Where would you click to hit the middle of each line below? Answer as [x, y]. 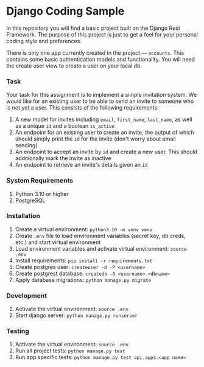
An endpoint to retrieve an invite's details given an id [81, 165]
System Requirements [40, 181]
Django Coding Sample [65, 11]
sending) [26, 145]
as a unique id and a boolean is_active [65, 126]
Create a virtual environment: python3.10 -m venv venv [84, 229]
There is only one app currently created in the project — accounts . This [95, 52]
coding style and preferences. [44, 41]
